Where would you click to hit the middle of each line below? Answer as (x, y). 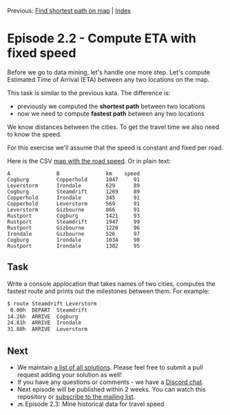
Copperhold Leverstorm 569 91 (73, 203)
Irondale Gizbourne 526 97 (73, 234)
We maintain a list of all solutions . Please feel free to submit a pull (110, 367)
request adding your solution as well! (69, 374)
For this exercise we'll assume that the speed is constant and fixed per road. (115, 148)
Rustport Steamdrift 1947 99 (73, 222)
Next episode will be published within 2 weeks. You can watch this (112, 389)
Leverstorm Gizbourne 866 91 (73, 210)
